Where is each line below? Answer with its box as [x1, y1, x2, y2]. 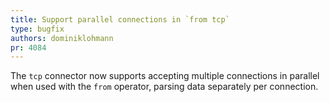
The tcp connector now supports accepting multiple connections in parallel [10, 70, 320, 82]
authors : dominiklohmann [10, 33, 114, 43]
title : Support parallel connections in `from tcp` [10, 14, 230, 25]
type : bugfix [10, 24, 65, 34]
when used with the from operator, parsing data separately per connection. [10, 81, 319, 93]
